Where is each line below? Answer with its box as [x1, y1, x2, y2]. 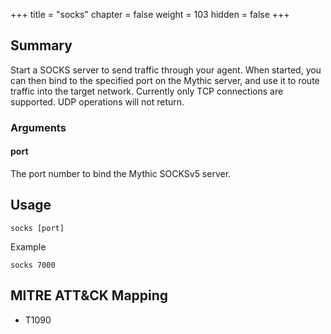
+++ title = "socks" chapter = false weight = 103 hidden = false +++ [10, 9, 290, 20]
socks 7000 [10, 260, 56, 270]
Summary [10, 37, 73, 54]
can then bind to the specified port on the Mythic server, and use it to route [10, 74, 320, 86]
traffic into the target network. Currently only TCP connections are [10, 85, 284, 97]
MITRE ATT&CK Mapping [10, 287, 169, 304]
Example [10, 240, 47, 253]
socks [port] [10, 223, 65, 233]
